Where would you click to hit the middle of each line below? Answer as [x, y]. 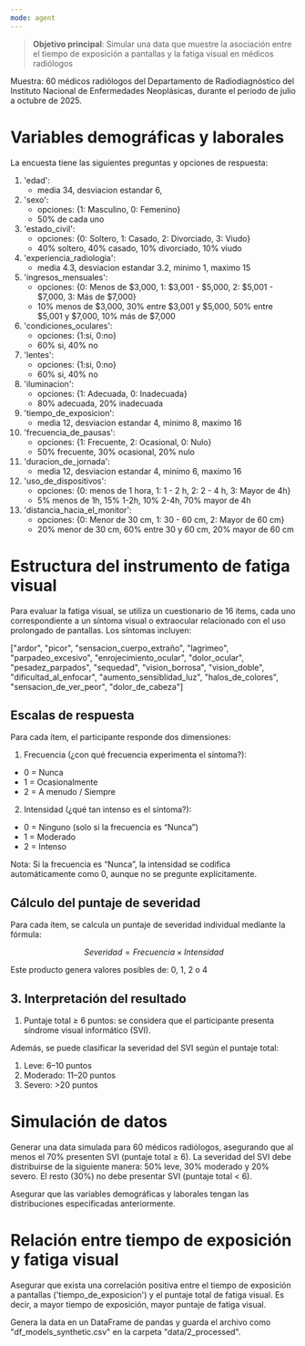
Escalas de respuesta [72, 715]
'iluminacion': [49, 383]
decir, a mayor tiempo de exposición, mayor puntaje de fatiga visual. [138, 1304]
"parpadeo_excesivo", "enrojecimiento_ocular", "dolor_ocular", [127, 657]
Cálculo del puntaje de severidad [106, 903]
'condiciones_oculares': [68, 326]
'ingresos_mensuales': [66, 277]
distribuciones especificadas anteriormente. [93, 1203]
